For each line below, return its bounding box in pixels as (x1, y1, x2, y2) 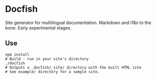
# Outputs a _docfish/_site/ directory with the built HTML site (5, 65, 141, 70)
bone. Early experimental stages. (5, 25, 72, 30)
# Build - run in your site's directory (5, 56, 89, 61)
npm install (5, 52, 29, 57)
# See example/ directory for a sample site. (5, 69, 100, 74)
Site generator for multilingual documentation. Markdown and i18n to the (5, 20, 152, 26)
